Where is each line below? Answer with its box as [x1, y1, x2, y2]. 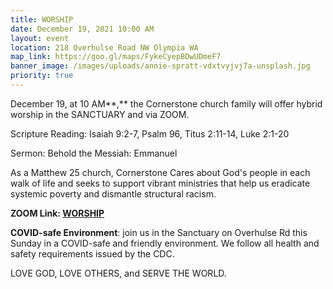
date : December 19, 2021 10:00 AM [10, 24, 155, 34]
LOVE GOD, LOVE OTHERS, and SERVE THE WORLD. [10, 267, 227, 279]
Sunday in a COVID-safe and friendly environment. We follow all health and [10, 237, 320, 249]
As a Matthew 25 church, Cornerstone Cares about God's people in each [10, 166, 311, 178]
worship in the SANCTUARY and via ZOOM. [10, 108, 190, 120]
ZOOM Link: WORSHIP [10, 207, 105, 219]
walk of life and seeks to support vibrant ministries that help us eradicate [10, 177, 311, 189]
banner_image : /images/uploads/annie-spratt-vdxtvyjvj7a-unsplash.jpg [10, 61, 311, 71]
